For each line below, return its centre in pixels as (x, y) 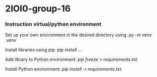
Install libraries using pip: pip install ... (44, 50)
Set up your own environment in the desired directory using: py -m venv (78, 35)
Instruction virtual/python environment (53, 24)
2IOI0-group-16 (38, 9)
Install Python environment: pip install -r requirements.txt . (64, 69)
